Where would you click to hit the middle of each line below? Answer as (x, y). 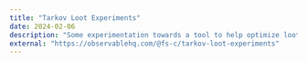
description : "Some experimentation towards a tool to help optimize (145, 35)
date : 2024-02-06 (42, 26)
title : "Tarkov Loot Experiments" (75, 18)
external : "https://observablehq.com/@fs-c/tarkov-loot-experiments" (145, 43)
